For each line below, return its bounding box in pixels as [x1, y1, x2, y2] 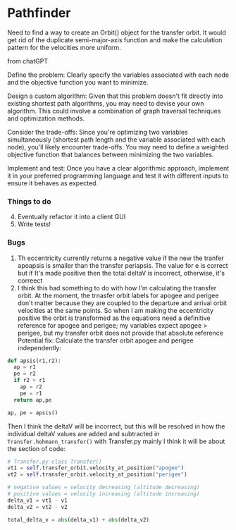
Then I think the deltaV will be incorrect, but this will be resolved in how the [7, 421, 225, 431]
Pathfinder [7, 5, 71, 21]
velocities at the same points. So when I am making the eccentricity [17, 306, 213, 314]
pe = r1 [20, 390, 42, 397]
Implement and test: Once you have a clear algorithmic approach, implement [7, 164, 230, 172]
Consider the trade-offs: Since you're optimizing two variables [7, 128, 188, 136]
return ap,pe [13, 396, 52, 403]
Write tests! [17, 220, 51, 228]
